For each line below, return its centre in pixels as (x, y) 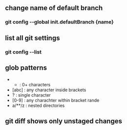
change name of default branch (54, 8)
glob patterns (26, 68)
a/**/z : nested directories (38, 105)
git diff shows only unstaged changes (63, 121)
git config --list (23, 52)
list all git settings (32, 38)
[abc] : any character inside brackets (49, 90)
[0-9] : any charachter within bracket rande (56, 101)
